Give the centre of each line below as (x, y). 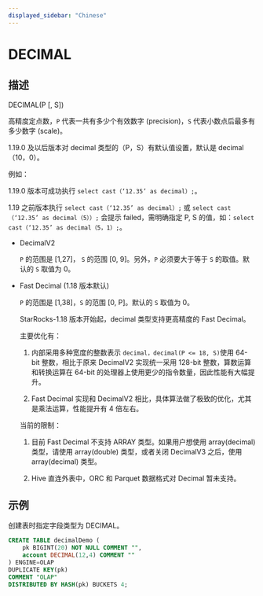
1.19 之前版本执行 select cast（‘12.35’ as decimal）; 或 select (111, 207)
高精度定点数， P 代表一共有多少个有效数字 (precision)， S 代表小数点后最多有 (131, 121)
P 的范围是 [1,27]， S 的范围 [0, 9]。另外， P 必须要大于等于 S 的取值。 (131, 259)
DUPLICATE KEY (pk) (38, 570)
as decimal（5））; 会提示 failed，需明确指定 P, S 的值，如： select (148, 217)
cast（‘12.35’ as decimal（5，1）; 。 (68, 227)
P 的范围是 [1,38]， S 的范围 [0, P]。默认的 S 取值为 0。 (107, 302)
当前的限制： (40, 425)
